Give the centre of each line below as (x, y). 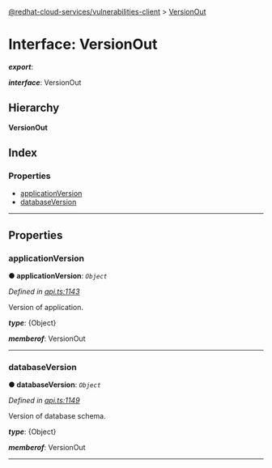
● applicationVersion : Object (58, 276)
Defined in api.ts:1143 (44, 291)
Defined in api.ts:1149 (44, 401)
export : (21, 66)
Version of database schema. (57, 416)
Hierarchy (34, 108)
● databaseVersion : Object (55, 385)
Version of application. (46, 308)
